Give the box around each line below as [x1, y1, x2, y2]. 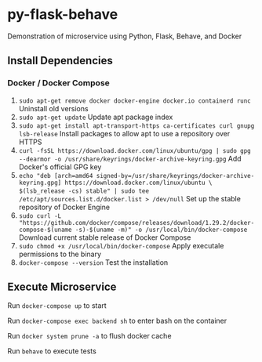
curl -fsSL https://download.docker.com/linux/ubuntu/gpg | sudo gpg [18, 147, 252, 154]
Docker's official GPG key [18, 162, 102, 172]
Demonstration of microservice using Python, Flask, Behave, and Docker [7, 31, 242, 41]
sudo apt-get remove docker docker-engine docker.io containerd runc [18, 96, 252, 105]
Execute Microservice [7, 281, 117, 294]
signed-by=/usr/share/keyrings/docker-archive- [96, 172, 255, 179]
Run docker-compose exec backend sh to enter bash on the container [7, 316, 227, 326]
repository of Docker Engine [18, 202, 111, 212]
